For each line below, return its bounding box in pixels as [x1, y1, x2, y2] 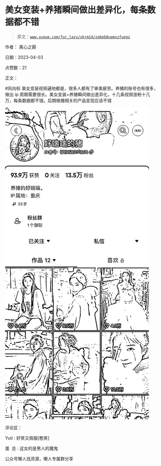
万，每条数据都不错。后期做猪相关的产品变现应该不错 [5, 97, 112, 103]
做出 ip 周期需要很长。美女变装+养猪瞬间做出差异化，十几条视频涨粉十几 [5, 91, 151, 97]
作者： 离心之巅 [5, 44, 36, 50]
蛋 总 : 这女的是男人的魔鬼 [5, 445, 58, 451]
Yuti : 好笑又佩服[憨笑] [5, 435, 50, 441]
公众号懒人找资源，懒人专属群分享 [5, 456, 73, 462]
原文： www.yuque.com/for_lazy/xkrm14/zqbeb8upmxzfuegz [17, 34, 130, 39]
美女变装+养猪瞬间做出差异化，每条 [5, 4, 147, 16]
